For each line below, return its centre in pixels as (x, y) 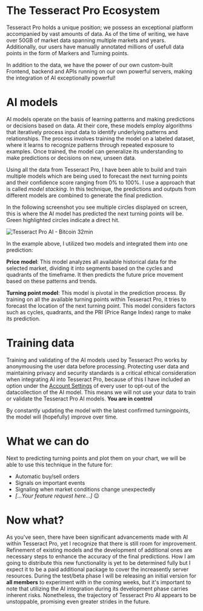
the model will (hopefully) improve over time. (62, 417)
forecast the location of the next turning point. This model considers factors (101, 305)
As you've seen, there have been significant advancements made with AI (97, 537)
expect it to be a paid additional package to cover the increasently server (98, 569)
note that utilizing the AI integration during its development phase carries (97, 589)
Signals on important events (50, 482)
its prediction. (23, 319)
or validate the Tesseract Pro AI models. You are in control (79, 399)
